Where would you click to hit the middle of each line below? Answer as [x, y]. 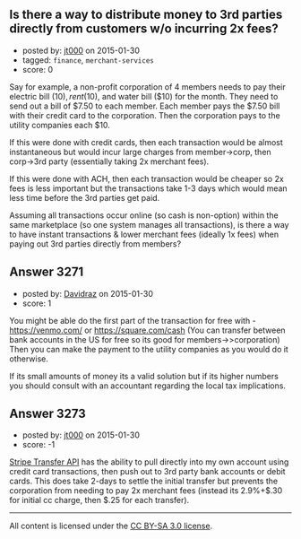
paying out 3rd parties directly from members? [95, 243]
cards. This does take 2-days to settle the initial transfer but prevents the [144, 481]
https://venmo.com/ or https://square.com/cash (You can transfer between [147, 330]
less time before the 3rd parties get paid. [85, 197]
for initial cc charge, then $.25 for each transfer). [99, 500]
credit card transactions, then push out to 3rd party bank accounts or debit [147, 472]
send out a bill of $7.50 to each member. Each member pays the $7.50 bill [145, 106]
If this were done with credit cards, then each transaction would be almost [146, 142]
